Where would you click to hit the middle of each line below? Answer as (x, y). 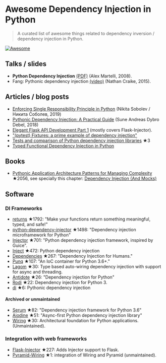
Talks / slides (26, 64)
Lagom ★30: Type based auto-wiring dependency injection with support (87, 267)
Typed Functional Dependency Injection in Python (63, 145)
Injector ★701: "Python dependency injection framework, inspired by (83, 240)
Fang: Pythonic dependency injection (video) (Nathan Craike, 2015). (82, 81)
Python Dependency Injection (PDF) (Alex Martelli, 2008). (72, 76)
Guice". (20, 246)
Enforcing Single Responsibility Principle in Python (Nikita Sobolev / (81, 109)
